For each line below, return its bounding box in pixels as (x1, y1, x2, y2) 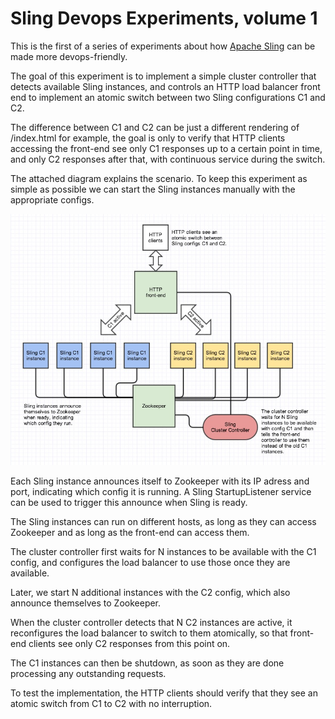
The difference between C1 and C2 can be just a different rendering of (10, 121, 300, 133)
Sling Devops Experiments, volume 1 (10, 7, 318, 30)
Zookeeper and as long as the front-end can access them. (10, 526, 250, 538)
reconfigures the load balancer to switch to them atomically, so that (10, 627, 288, 639)
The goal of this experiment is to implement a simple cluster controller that (10, 70, 317, 82)
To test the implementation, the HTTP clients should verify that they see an (10, 687, 318, 699)
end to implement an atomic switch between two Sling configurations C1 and (10, 91, 326, 103)
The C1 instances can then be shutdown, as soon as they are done (10, 657, 285, 669)
